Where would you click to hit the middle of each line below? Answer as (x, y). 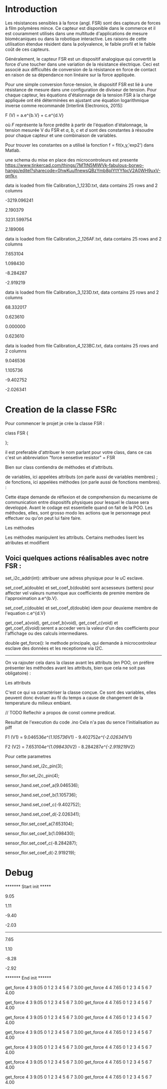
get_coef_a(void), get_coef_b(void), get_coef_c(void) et (62, 623)
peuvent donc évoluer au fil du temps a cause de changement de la (74, 697)
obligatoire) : (18, 673)
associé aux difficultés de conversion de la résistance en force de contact (81, 69)
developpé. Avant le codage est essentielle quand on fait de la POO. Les (79, 507)
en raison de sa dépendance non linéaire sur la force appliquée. (70, 75)
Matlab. (13, 150)
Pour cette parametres (28, 756)
